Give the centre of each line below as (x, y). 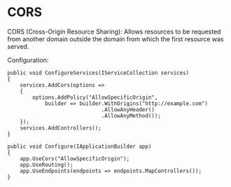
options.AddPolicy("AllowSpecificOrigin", (95, 97)
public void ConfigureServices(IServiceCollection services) (98, 73)
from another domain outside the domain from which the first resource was (115, 39)
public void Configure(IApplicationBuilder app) (79, 146)
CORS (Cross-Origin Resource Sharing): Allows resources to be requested (114, 32)
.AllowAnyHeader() (128, 109)
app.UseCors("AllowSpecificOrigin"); (75, 158)
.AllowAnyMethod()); (131, 116)
